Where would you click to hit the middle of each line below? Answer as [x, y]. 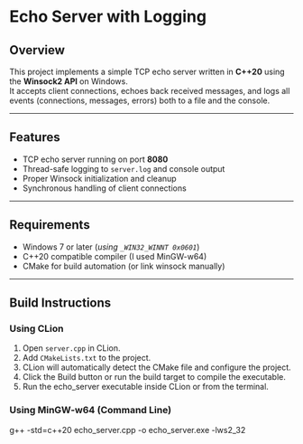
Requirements [50, 225]
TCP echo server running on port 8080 [95, 159]
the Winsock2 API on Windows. [69, 81]
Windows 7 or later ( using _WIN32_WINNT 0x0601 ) [111, 247]
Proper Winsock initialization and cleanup [100, 178]
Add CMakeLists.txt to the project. [87, 358]
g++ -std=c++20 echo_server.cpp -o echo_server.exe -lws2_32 [128, 430]
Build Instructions [60, 303]
